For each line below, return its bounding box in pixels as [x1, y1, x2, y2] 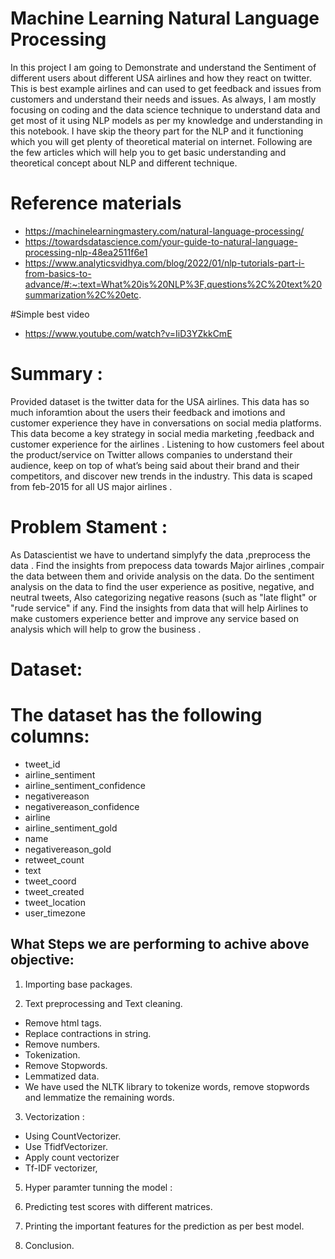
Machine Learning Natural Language [10, 7, 320, 30]
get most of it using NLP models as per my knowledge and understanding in [10, 114, 323, 126]
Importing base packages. [24, 978, 133, 990]
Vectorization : [24, 1110, 85, 1122]
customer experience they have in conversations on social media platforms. [10, 417, 322, 429]
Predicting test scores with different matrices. [24, 1200, 213, 1212]
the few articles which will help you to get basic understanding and [10, 146, 287, 158]
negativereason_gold [24, 843, 112, 855]
